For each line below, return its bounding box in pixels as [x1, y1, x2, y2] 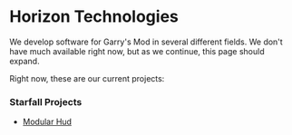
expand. [9, 55, 40, 66]
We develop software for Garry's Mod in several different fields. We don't [9, 36, 283, 47]
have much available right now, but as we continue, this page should [9, 45, 265, 56]
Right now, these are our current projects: [9, 72, 165, 83]
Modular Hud [22, 116, 73, 128]
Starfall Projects [9, 95, 83, 108]
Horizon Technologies [9, 6, 180, 27]
